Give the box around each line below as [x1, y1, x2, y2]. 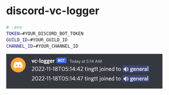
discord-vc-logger [6, 4, 100, 18]
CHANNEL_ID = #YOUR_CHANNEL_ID [6, 43, 79, 49]
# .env [6, 24, 23, 30]
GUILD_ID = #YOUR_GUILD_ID [6, 37, 68, 42]
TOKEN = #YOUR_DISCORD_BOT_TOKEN [6, 31, 84, 37]
